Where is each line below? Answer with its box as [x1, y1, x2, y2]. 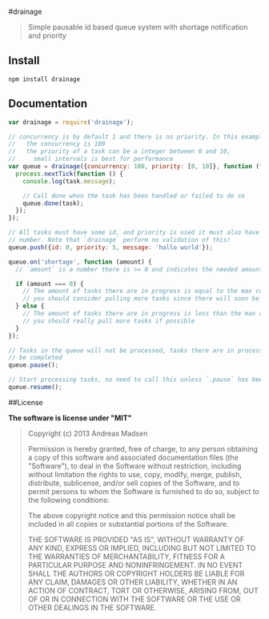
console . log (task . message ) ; [22, 177, 116, 185]
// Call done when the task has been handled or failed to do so [22, 191, 246, 199]
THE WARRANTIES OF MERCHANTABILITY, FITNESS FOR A [27, 552, 226, 561]
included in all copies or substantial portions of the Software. [27, 519, 229, 529]
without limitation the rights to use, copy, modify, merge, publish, [27, 469, 243, 479]
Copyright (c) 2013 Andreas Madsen [27, 428, 148, 438]
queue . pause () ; [8, 361, 59, 369]
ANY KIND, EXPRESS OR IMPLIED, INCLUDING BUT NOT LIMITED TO [27, 543, 256, 553]
